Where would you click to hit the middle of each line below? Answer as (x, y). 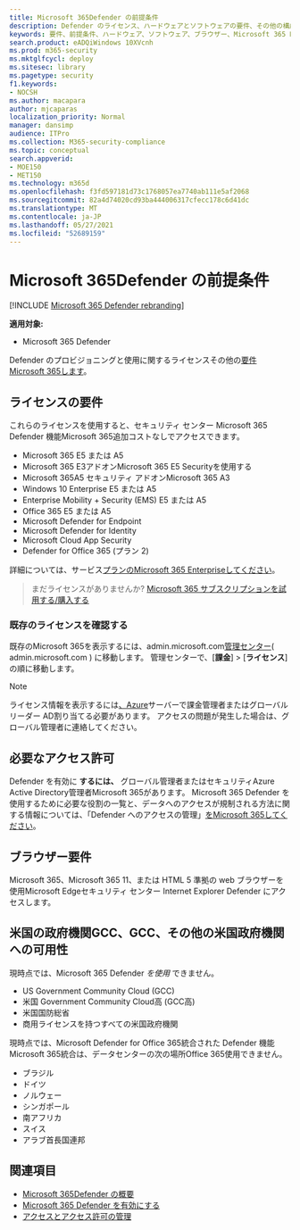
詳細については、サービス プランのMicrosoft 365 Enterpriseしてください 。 (145, 570)
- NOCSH (24, 92)
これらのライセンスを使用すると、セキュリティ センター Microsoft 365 (138, 426)
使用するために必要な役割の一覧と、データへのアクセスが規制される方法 (142, 803)
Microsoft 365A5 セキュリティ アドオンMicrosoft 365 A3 (126, 478)
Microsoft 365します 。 (50, 371)
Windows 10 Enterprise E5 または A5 (89, 489)
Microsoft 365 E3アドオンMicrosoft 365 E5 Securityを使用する (137, 467)
